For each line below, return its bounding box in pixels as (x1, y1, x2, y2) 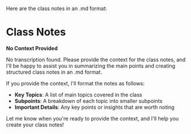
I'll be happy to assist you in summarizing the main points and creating (6, 62, 176, 69)
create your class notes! (6, 121, 64, 128)
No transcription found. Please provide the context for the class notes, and (6, 56, 186, 63)
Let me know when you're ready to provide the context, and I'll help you (6, 115, 179, 122)
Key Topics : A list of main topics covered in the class (14, 91, 143, 98)
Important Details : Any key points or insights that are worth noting (14, 104, 175, 111)
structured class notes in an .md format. (6, 68, 102, 75)
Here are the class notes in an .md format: (6, 5, 107, 12)
